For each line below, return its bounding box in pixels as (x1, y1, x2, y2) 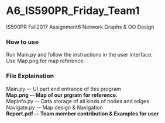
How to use (6, 38, 39, 46)
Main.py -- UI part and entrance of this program (6, 85, 122, 92)
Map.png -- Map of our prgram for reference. (6, 92, 118, 99)
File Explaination (6, 72, 54, 80)
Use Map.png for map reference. (6, 57, 85, 65)
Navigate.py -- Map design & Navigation (6, 104, 104, 111)
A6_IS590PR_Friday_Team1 (6, 4, 140, 17)
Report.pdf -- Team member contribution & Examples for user (6, 110, 159, 117)
